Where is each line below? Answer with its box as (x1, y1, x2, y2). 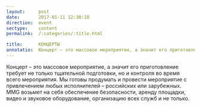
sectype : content (6, 25, 58, 31)
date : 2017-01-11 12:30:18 (6, 14, 90, 20)
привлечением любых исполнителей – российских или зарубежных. (6, 82, 182, 89)
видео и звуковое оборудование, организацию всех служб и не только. (6, 94, 190, 101)
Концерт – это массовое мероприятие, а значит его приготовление (6, 63, 179, 70)
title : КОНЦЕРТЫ (6, 42, 60, 47)
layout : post (6, 8, 50, 15)
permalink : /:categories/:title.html (6, 31, 103, 37)
